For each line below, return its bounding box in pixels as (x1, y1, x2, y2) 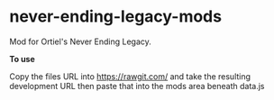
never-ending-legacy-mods (9, 6, 223, 27)
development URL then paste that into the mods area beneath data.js (9, 80, 265, 91)
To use (9, 53, 36, 64)
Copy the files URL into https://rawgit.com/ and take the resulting (9, 70, 251, 82)
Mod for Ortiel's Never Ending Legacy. (9, 36, 151, 47)
